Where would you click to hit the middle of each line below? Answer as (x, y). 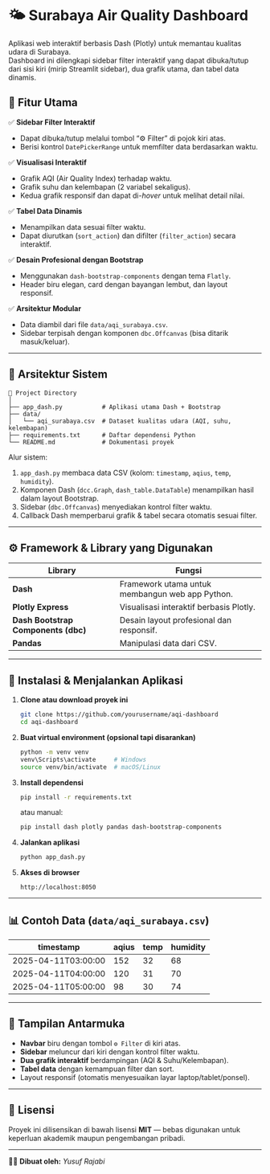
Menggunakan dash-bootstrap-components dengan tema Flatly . (125, 276)
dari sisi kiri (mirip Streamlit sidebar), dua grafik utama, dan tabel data (124, 68)
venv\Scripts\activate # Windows (83, 759)
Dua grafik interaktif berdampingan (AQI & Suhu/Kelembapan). (124, 1060)
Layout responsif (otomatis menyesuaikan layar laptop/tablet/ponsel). (135, 1077)
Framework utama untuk (165, 584)
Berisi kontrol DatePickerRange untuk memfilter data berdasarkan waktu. (139, 146)
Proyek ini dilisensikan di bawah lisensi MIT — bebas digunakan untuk (125, 1129)
